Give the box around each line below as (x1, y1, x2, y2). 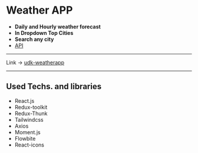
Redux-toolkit (14, 103, 48, 110)
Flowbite (14, 135, 36, 142)
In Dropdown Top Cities (14, 29, 74, 36)
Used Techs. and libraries (6, 82, 102, 92)
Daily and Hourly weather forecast (14, 23, 101, 30)
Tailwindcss (14, 116, 44, 123)
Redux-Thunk (14, 110, 48, 117)
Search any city (14, 35, 54, 43)
